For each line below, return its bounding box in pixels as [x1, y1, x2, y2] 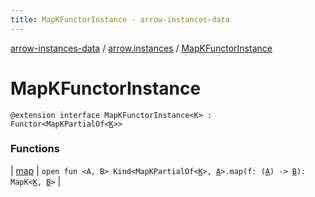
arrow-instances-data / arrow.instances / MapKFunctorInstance [10, 42, 273, 54]
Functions [10, 142, 60, 156]
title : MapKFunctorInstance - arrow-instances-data [10, 14, 230, 25]
